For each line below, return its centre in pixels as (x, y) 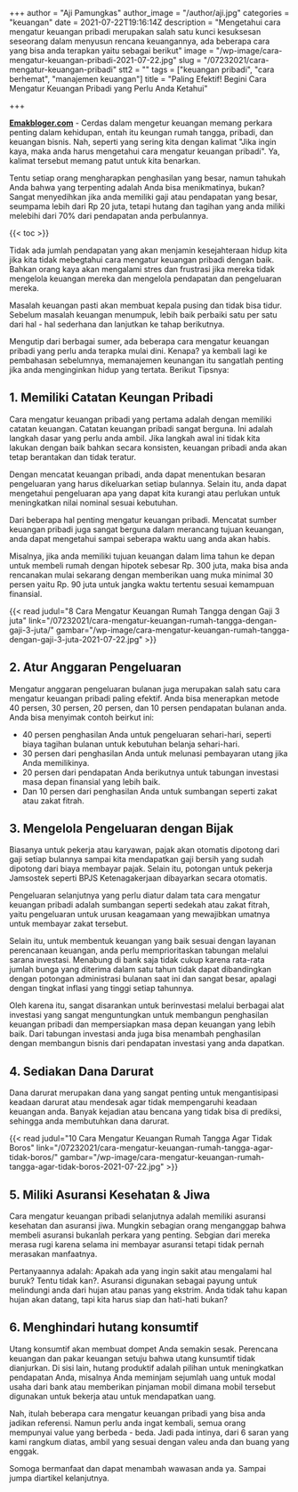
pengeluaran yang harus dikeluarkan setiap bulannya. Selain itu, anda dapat (148, 483)
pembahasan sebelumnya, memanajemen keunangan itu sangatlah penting (146, 360)
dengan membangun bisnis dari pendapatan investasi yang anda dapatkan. (147, 1044)
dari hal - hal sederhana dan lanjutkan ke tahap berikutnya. (117, 324)
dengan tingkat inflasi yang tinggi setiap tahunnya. (101, 988)
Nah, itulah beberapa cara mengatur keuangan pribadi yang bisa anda (137, 1413)
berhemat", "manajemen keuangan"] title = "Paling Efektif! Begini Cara (138, 79)
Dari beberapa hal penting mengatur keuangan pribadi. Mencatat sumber (143, 520)
